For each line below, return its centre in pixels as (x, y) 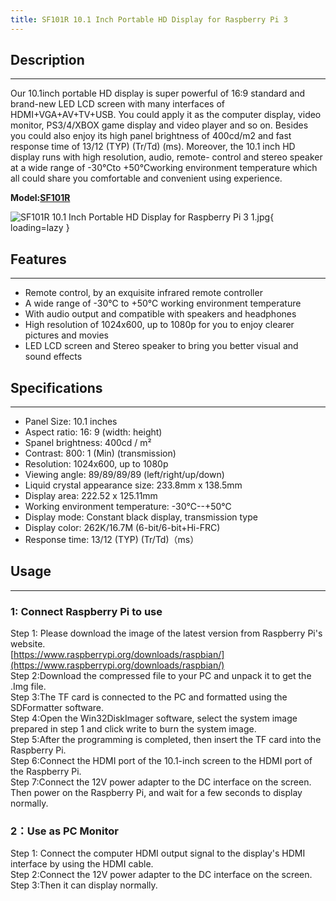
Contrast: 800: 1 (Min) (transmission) (100, 453)
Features (38, 259)
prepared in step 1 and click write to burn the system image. (133, 729)
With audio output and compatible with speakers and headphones (160, 314)
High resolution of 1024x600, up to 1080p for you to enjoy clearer (159, 325)
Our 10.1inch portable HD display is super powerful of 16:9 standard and (158, 93)
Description (47, 60)
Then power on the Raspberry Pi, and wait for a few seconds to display (156, 793)
